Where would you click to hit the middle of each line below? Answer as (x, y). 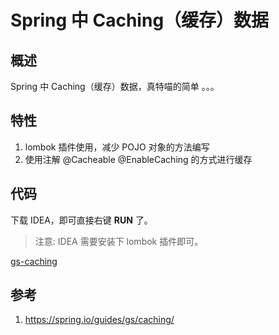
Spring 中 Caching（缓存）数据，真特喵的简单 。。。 (115, 86)
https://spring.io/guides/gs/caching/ (99, 320)
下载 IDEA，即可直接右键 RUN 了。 (81, 220)
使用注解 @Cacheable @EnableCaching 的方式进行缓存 (138, 159)
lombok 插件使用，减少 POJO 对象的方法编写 (117, 147)
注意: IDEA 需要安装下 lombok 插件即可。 (119, 241)
